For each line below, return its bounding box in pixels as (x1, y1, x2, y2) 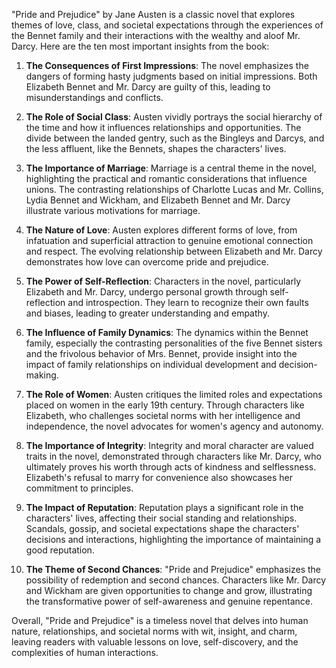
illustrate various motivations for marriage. (25, 205, 201, 216)
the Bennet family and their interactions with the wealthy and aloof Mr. (11, 30, 301, 41)
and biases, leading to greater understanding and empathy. (25, 307, 270, 319)
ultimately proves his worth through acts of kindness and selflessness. (25, 461, 317, 473)
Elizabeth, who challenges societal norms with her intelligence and (25, 410, 301, 421)
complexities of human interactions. (11, 647, 159, 658)
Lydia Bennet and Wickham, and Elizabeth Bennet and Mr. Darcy (25, 194, 291, 206)
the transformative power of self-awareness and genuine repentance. (25, 595, 313, 607)
